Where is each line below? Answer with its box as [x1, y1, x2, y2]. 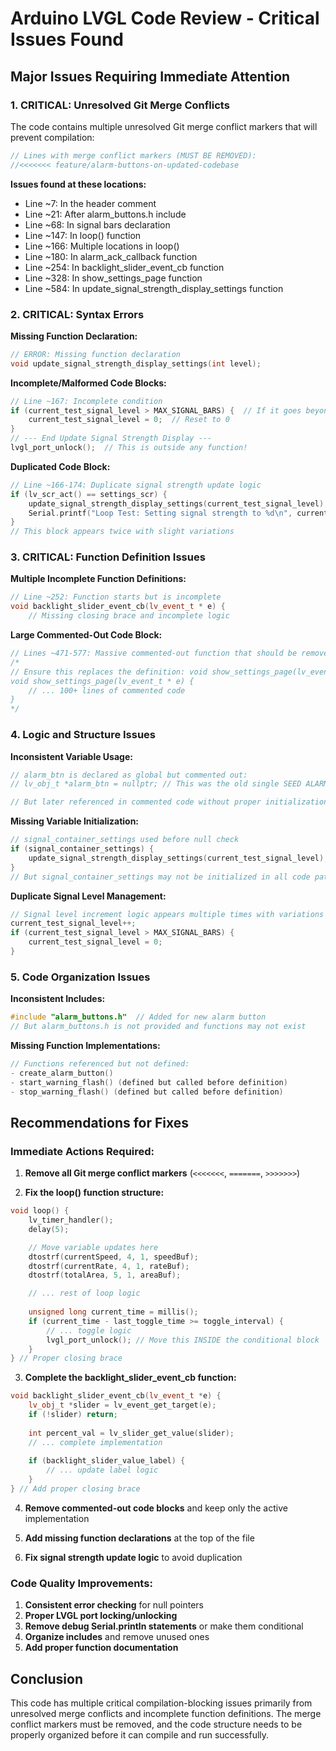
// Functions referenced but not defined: [10, 1058, 190, 1069]
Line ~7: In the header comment [24, 197, 157, 209]
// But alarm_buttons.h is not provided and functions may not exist [10, 1022, 307, 1032]
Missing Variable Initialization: [10, 815, 140, 827]
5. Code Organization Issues [10, 970, 151, 984]
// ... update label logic [46, 1465, 159, 1476]
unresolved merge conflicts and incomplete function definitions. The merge [10, 1707, 322, 1719]
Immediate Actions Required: [10, 1144, 155, 1158]
